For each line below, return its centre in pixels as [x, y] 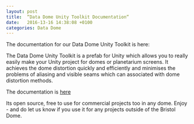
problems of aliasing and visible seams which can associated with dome [93, 74]
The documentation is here [39, 92]
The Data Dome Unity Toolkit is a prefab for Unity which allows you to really [97, 56]
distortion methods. [30, 81]
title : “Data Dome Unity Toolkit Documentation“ [68, 17]
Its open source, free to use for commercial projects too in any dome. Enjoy [97, 104]
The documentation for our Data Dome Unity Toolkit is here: [78, 44]
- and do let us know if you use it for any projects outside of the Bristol [91, 109]
